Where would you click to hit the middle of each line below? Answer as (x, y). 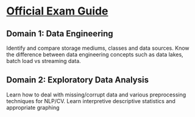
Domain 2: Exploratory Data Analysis (78, 80)
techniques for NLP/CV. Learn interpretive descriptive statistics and (91, 101)
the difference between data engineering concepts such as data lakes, (95, 55)
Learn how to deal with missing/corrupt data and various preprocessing (96, 95)
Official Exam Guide (57, 11)
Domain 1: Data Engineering (60, 34)
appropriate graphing (33, 107)
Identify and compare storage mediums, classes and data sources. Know (98, 48)
